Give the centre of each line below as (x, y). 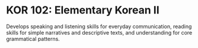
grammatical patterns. (33, 39)
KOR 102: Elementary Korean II (83, 10)
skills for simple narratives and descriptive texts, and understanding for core (99, 32)
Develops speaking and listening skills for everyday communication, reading (99, 26)
